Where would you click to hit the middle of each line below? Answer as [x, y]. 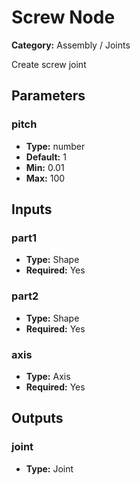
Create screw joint [49, 64]
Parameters [48, 96]
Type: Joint [49, 468]
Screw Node [63, 17]
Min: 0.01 [45, 167]
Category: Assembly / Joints [71, 45]
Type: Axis [48, 376]
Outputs [37, 418]
